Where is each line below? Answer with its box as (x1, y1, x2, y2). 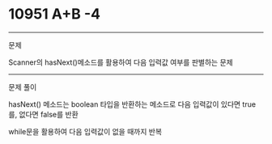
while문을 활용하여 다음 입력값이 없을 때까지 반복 (8, 126, 163, 136)
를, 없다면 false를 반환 (8, 109, 79, 119)
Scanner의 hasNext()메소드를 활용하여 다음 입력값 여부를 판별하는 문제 (8, 57, 233, 67)
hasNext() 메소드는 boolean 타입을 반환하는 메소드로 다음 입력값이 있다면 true (8, 99, 257, 109)
